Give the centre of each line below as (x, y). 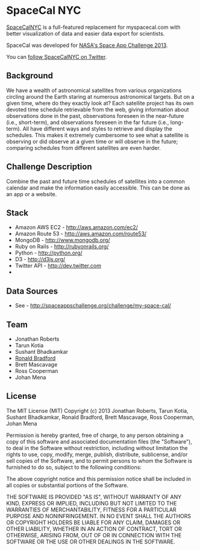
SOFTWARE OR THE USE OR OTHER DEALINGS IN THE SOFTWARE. (91, 542)
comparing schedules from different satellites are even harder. (83, 147)
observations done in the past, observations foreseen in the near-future (95, 116)
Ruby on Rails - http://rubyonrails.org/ (62, 247)
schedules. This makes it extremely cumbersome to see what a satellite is (98, 135)
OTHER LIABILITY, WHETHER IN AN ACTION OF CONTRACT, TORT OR (94, 529)
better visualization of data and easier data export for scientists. (86, 33)
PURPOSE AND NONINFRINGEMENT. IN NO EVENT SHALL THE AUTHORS (99, 516)
